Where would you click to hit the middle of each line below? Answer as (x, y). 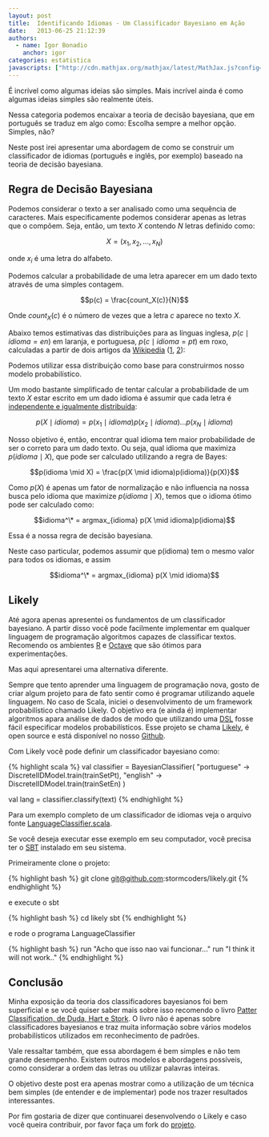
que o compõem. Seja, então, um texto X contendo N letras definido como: (132, 226)
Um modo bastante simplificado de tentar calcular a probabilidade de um (129, 389)
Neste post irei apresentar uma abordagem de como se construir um (121, 147)
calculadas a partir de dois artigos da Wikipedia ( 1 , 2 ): (97, 350)
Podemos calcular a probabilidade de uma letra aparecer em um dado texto (133, 276)
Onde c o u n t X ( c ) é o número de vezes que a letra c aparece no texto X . (125, 316)
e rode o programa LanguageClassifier (72, 933)
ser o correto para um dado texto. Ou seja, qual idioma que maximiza (122, 448)
